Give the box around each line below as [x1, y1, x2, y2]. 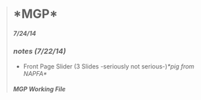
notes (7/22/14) [12, 47, 66, 56]
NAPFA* [23, 69, 47, 77]
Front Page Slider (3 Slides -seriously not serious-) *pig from [23, 62, 195, 71]
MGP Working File [12, 85, 66, 93]
